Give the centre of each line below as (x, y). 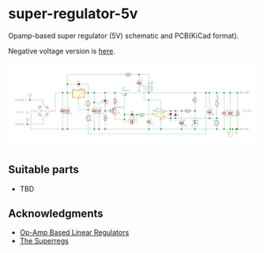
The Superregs (44, 241)
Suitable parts (43, 170)
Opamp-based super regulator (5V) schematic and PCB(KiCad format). (124, 36)
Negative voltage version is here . (62, 51)
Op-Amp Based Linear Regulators (74, 232)
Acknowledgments (56, 213)
